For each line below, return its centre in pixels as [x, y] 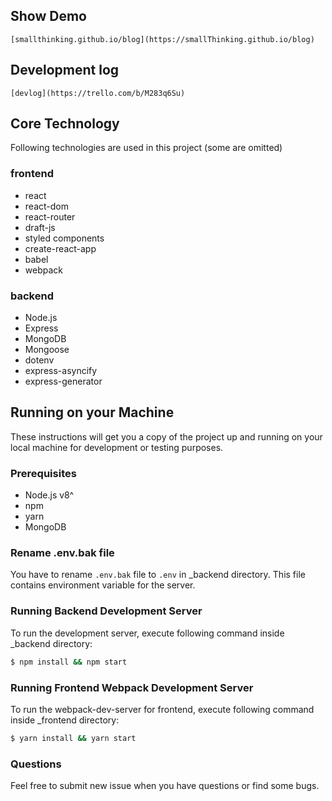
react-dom [46, 206]
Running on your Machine [92, 412]
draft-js [40, 227]
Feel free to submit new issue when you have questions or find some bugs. [165, 786]
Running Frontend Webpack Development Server [132, 687]
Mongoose [47, 350]
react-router [50, 216]
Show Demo [48, 16]
